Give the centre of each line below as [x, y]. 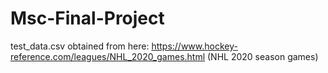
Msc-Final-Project [87, 18]
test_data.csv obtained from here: [80, 46]
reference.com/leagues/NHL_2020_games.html [108, 56]
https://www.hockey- [194, 46]
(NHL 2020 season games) [263, 56]
